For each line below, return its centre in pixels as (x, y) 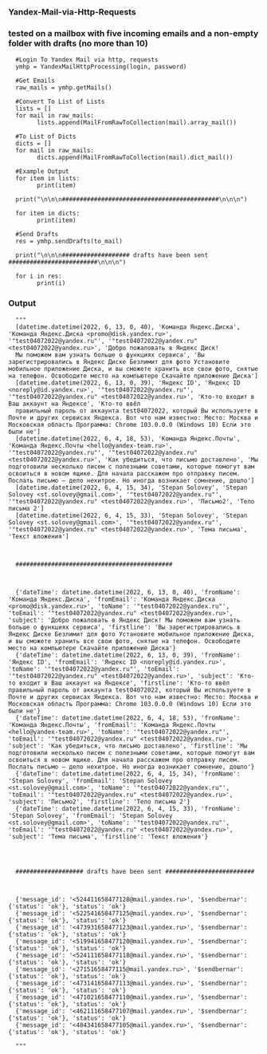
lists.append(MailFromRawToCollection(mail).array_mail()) (137, 123)
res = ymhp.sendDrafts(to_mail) (69, 242)
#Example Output (42, 172)
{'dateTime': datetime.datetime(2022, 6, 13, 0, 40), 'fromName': (128, 592)
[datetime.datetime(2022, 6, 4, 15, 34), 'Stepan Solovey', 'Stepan (132, 488)
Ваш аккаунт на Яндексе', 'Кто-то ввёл (75, 404)
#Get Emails (35, 81)
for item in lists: (48, 179)
